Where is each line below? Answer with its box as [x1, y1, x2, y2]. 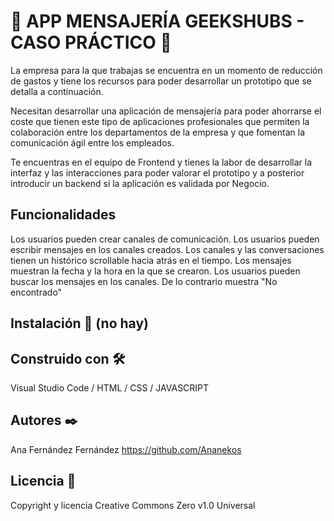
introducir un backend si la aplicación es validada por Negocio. [10, 177, 270, 189]
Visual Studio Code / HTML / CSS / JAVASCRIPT [10, 381, 210, 394]
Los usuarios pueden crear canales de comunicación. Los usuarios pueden [10, 233, 320, 245]
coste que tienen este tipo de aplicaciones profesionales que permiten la [10, 115, 310, 127]
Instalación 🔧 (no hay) [10, 315, 150, 332]
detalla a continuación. [10, 85, 104, 97]
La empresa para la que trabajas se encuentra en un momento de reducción [10, 64, 323, 76]
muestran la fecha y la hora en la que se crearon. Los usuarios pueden [10, 265, 301, 277]
